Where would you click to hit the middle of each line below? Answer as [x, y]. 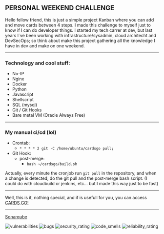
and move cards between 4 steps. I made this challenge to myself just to [78, 25]
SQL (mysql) [25, 105]
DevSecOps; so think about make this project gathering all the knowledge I [80, 41]
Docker [20, 84]
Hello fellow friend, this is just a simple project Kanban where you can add [80, 20]
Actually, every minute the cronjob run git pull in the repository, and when [81, 173]
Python [19, 89]
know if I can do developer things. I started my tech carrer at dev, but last [79, 30]
